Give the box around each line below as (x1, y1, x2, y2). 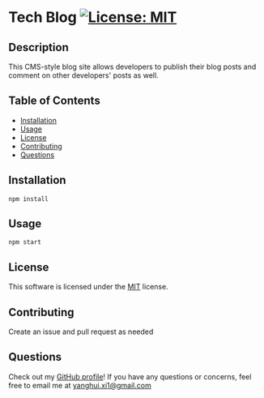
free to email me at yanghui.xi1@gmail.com (8, 380, 151, 390)
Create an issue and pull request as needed (8, 327, 154, 336)
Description (8, 41, 69, 54)
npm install (8, 195, 49, 203)
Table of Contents (8, 94, 101, 108)
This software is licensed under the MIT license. (8, 282, 168, 292)
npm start (8, 238, 42, 246)
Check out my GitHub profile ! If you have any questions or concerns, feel (8, 371, 252, 381)
